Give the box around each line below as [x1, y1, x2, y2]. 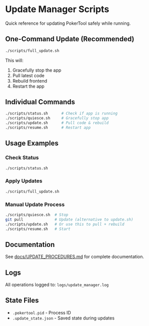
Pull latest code [12, 72, 45, 79]
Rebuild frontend [12, 78, 48, 84]
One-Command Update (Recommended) [5, 35, 134, 43]
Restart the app [12, 83, 45, 89]
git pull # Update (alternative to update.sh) [5, 217, 134, 222]
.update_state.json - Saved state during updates [12, 315, 115, 321]
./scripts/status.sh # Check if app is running [5, 111, 118, 116]
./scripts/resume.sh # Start [5, 226, 71, 231]
